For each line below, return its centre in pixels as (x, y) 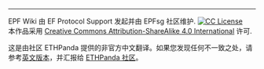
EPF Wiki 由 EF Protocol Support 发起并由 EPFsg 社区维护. (102, 21)
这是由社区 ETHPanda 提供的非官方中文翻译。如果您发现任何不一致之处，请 (130, 47)
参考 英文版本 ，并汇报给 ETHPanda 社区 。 (75, 57)
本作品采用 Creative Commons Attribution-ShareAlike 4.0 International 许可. (130, 31)
